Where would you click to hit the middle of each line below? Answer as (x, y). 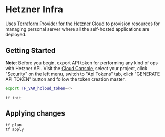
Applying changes (35, 113)
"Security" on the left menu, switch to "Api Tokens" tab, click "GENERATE (83, 74)
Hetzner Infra (34, 9)
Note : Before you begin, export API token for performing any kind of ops (81, 63)
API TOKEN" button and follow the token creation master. (65, 79)
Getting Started (30, 50)
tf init (14, 98)
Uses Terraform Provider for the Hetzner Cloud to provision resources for (83, 24)
